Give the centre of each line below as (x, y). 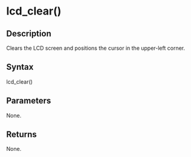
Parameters (29, 101)
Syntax (20, 67)
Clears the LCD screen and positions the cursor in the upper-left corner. (96, 48)
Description (29, 34)
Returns (22, 135)
